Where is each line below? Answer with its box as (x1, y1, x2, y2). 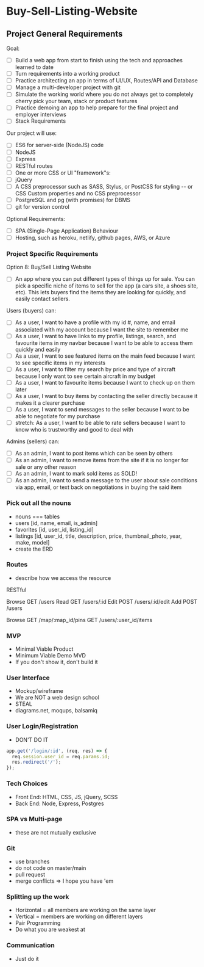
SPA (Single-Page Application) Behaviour (15, 227, 119, 234)
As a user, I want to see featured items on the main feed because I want (15, 352, 195, 360)
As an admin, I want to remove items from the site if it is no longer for (15, 457, 189, 464)
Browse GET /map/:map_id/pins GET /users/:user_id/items (6, 616, 153, 623)
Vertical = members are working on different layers (15, 913, 143, 920)
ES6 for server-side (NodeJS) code (15, 142, 104, 149)
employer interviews (15, 111, 67, 118)
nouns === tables (15, 513, 60, 520)
